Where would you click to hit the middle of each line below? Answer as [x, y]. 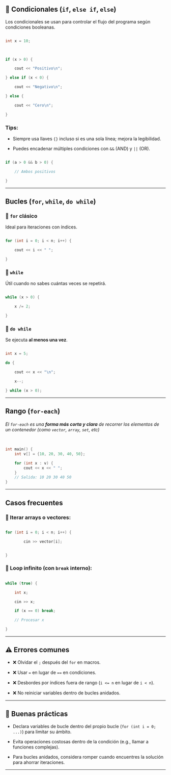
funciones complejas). [36, 747]
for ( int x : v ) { [34, 463]
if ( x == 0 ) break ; [35, 611]
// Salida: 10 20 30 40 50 [43, 477]
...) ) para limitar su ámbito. [42, 732]
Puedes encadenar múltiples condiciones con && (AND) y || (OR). [81, 148]
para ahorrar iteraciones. [39, 762]
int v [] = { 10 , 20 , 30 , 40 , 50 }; [50, 454]
